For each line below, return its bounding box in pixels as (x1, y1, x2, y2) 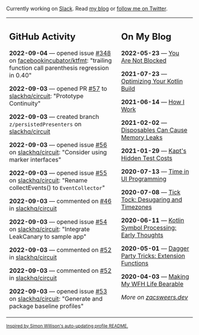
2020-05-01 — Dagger (121, 244, 190, 252)
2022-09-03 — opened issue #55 (9, 169, 108, 177)
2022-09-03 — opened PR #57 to (9, 84, 108, 92)
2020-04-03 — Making (121, 272, 190, 281)
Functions (121, 259, 149, 267)
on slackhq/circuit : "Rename (9, 176, 88, 184)
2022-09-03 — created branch (9, 112, 99, 121)
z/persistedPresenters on (9, 120, 82, 128)
